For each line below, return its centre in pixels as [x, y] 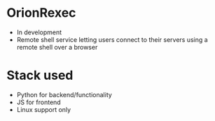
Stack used [40, 76]
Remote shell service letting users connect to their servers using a [112, 39]
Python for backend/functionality [64, 94]
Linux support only [44, 109]
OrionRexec [41, 13]
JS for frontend [39, 102]
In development [39, 32]
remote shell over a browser [57, 47]
